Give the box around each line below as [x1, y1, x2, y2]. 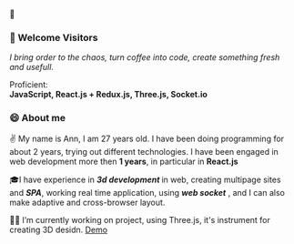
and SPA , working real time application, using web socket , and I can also [9, 187, 285, 198]
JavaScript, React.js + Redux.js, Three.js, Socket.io [9, 89, 208, 100]
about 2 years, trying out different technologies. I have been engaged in [9, 146, 279, 157]
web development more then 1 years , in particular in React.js [9, 156, 238, 167]
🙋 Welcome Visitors [9, 31, 98, 44]
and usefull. [9, 62, 55, 73]
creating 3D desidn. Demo [9, 224, 107, 235]
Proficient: [9, 79, 48, 90]
